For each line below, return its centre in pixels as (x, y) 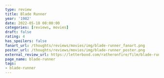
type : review (18, 9)
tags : (10, 63)
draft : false (18, 32)
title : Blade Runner (26, 14)
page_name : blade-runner (30, 59)
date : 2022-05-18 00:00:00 (32, 23)
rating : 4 (15, 37)
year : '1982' (18, 18)
